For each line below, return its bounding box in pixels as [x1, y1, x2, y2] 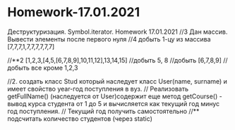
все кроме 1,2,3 [30, 63, 78, 72]
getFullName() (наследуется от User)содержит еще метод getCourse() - [7, 92, 222, 100]
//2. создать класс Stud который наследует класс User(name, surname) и [7, 77, 228, 85]
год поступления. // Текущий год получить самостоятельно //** [7, 107, 200, 115]
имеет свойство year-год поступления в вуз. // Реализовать [7, 84, 189, 93]
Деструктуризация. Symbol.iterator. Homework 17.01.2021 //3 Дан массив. [7, 27, 228, 36]
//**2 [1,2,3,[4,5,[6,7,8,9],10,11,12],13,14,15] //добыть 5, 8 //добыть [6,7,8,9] [7, 56, 222, 64]
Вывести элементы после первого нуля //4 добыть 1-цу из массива [7, 34, 211, 43]
